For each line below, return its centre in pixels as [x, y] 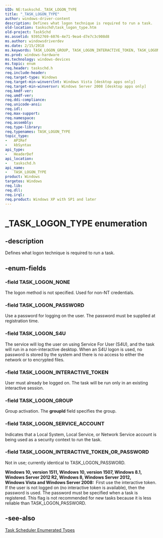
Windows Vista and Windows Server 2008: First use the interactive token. [81, 482]
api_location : [19, 158]
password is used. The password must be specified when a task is [72, 493]
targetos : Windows [24, 181]
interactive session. [24, 388]
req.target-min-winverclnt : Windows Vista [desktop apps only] [70, 82]
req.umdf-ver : [19, 95]
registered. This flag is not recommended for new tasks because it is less [78, 498]
